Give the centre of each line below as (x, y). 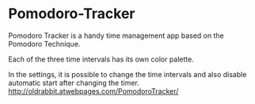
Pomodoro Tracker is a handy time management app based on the (116, 35)
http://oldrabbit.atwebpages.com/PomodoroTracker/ (93, 91)
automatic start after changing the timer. (74, 83)
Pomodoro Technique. (44, 43)
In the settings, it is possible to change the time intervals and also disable (127, 74)
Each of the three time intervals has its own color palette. (101, 59)
